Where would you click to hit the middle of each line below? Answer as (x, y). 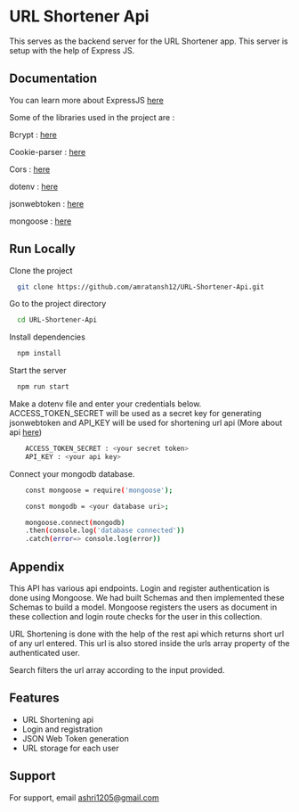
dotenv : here (34, 186)
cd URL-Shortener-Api (57, 320)
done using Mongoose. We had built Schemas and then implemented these (147, 598)
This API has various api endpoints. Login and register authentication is (139, 588)
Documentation (53, 79)
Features (34, 698)
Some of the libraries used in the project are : (92, 117)
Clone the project (41, 270)
